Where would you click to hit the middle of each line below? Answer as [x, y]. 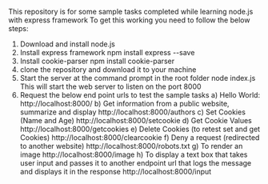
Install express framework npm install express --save [107, 52]
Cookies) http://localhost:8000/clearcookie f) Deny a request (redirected [140, 138]
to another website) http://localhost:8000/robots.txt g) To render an [131, 146]
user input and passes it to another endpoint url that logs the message [136, 163]
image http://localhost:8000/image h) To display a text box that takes [134, 154]
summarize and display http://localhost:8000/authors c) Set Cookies [133, 112]
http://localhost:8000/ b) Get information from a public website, [124, 104]
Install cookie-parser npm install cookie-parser [97, 61]
